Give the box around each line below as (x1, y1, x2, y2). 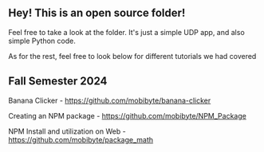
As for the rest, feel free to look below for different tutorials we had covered (8, 51, 257, 60)
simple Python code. (8, 36, 76, 45)
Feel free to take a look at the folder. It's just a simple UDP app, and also (8, 27, 245, 37)
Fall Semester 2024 (8, 75, 108, 88)
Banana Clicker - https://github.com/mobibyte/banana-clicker (8, 95, 211, 105)
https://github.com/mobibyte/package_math (8, 134, 154, 144)
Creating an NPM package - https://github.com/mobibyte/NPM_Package (8, 111, 247, 120)
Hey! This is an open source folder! (8, 6, 186, 20)
